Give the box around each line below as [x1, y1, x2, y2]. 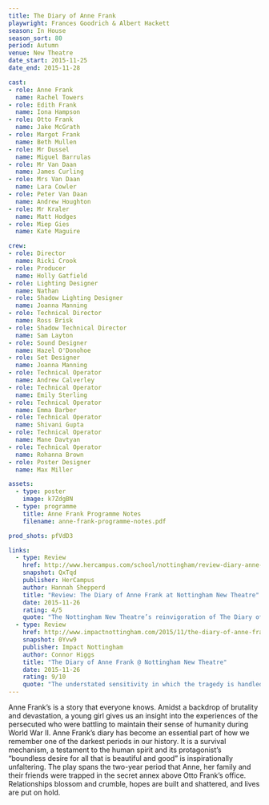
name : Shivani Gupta [15, 421, 84, 429]
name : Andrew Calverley [15, 376, 94, 384]
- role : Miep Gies [8, 220, 70, 229]
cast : [8, 78, 26, 87]
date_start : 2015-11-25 [8, 57, 88, 65]
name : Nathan [15, 286, 59, 295]
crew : [8, 242, 26, 250]
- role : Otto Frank [8, 115, 74, 124]
